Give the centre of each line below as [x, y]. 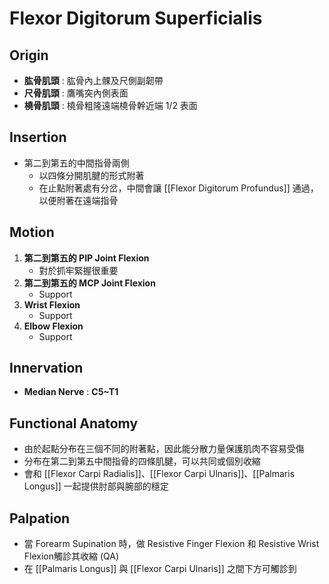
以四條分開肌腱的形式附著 [91, 175]
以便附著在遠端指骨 [78, 200]
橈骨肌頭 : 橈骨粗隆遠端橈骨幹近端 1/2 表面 [110, 105]
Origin [29, 55]
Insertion [38, 137]
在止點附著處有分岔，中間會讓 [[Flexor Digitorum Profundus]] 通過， [178, 188]
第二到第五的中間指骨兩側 [76, 163]
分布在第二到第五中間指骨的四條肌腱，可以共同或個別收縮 [142, 461]
